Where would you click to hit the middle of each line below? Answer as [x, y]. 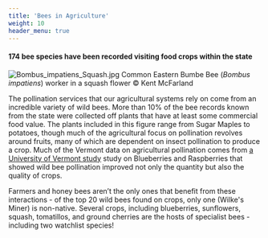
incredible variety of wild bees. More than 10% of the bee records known [129, 107]
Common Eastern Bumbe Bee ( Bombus [186, 74]
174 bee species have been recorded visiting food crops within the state [130, 56]
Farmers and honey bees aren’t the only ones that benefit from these [122, 191]
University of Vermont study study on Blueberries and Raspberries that [126, 158]
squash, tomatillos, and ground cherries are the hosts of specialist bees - [129, 216]
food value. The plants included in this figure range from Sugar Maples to [129, 124]
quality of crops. [35, 175]
